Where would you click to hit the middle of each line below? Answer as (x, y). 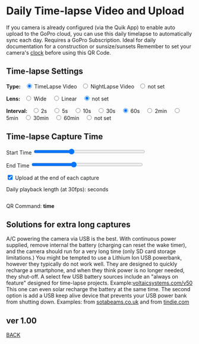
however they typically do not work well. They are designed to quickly (92, 264)
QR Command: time (30, 206)
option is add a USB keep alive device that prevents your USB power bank (97, 296)
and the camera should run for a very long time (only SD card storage (91, 251)
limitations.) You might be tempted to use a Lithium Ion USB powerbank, (94, 258)
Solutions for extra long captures (68, 224)
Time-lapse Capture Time (55, 137)
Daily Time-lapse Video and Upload (95, 11)
